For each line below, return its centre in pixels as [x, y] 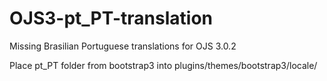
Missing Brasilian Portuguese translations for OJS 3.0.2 [123, 46]
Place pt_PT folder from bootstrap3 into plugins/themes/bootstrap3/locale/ [163, 65]
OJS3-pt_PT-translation [111, 18]
